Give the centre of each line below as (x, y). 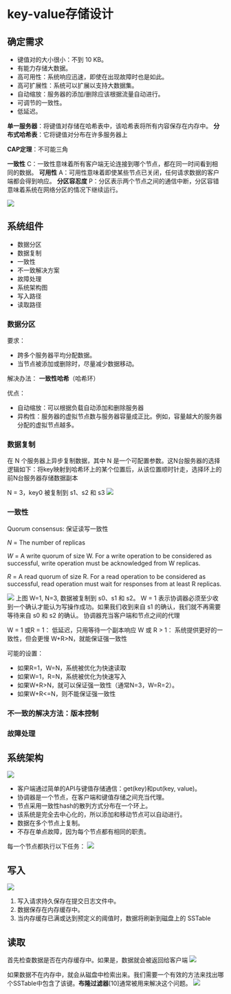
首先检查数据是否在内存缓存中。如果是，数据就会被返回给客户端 (97, 960)
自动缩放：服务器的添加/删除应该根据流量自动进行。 (90, 94)
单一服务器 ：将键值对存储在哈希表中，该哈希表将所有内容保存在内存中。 (109, 126)
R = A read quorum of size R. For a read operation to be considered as (107, 576)
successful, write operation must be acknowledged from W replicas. (104, 563)
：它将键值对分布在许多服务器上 (82, 134)
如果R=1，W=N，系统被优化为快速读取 (71, 668)
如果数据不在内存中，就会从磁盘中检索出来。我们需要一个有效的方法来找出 (112, 974)
